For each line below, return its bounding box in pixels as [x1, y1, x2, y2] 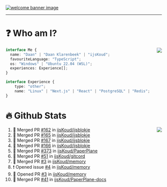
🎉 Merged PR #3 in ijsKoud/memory [12, 158, 86, 164]
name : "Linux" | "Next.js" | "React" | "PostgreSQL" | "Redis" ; [14, 88, 150, 94]
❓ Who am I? [5, 28, 57, 39]
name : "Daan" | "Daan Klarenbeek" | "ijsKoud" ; [10, 52, 111, 57]
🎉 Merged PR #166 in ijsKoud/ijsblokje [12, 142, 91, 148]
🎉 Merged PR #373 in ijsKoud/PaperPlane [12, 148, 98, 154]
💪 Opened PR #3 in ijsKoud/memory [12, 171, 87, 177]
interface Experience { [5, 79, 55, 84]
